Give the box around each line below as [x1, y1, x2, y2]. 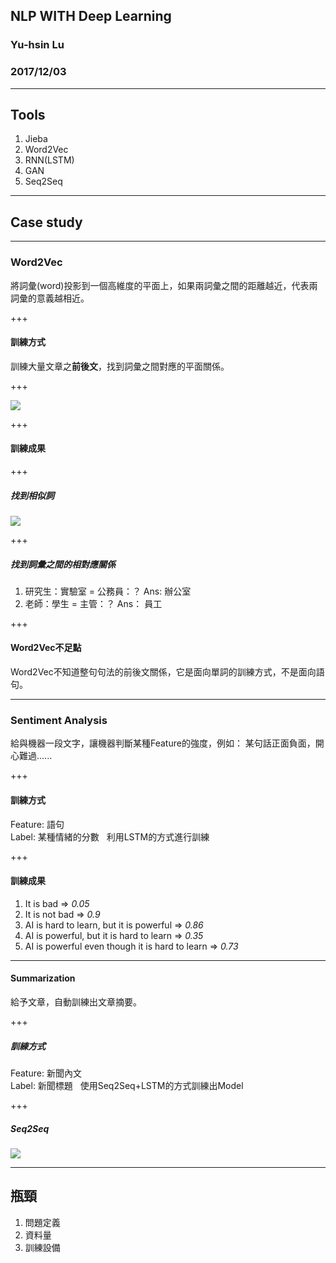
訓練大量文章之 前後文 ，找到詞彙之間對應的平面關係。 [10, 360, 230, 372]
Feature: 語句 [10, 818, 65, 830]
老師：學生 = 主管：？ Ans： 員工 [24, 597, 163, 609]
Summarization [10, 972, 76, 984]
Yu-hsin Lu [10, 38, 65, 52]
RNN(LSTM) [24, 154, 75, 166]
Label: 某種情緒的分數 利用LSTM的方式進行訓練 [10, 830, 210, 843]
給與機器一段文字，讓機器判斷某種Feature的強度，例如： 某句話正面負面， [10, 737, 316, 749]
